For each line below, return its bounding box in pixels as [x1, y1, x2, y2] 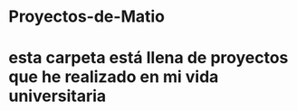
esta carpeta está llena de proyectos [8, 48, 289, 69]
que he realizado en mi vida [8, 67, 219, 88]
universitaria [8, 86, 107, 106]
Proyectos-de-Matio [8, 6, 165, 27]
